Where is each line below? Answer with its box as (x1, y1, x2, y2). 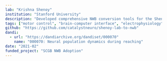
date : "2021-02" (5, 44, 39, 49)
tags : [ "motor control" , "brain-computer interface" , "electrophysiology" (5, 21, 164, 26)
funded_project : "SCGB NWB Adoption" (5, 48, 83, 53)
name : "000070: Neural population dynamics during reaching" (14, 39, 143, 44)
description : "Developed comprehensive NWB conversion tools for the (5, 16, 153, 21)
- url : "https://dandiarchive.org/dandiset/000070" (9, 35, 119, 40)
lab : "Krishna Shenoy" (5, 7, 52, 12)
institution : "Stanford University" (5, 12, 81, 17)
